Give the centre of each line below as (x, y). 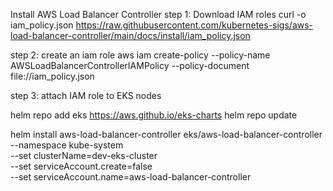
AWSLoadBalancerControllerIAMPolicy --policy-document (130, 65)
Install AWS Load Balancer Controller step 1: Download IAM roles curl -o (158, 14)
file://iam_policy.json (52, 76)
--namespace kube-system (67, 145)
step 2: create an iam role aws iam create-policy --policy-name (140, 55)
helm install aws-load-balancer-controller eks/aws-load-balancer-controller (166, 134)
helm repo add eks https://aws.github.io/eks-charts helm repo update (154, 115)
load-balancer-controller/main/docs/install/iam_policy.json (130, 35)
